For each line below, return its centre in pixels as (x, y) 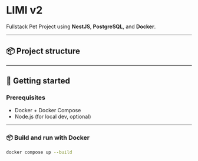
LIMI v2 (24, 10)
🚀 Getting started (38, 81)
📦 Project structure (43, 51)
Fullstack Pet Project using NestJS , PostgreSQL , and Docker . (81, 26)
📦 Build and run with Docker (48, 137)
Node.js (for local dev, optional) (53, 117)
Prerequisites (26, 98)
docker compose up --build (39, 152)
